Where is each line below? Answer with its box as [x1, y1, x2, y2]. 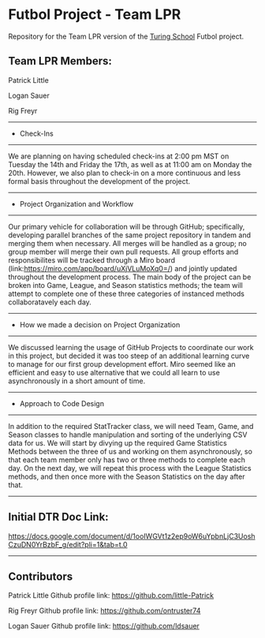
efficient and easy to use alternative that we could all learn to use [8, 368, 221, 377]
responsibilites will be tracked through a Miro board [8, 255, 176, 265]
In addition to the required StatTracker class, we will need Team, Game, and [8, 421, 254, 431]
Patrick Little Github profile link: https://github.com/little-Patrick [8, 591, 215, 600]
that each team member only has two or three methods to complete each [8, 455, 246, 465]
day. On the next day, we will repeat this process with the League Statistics [8, 463, 252, 472]
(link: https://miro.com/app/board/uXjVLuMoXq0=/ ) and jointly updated [8, 263, 237, 273]
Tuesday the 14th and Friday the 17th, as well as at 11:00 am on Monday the [8, 159, 252, 169]
